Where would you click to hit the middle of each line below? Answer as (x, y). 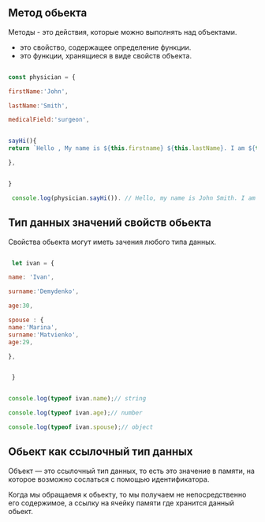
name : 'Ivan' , (32, 277)
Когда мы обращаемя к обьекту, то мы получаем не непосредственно (127, 494)
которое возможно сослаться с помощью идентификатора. (109, 479)
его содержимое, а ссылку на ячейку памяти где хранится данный (121, 503)
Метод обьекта (48, 13)
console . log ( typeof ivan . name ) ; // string (77, 399)
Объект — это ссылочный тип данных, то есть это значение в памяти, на (131, 471)
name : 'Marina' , (33, 327)
